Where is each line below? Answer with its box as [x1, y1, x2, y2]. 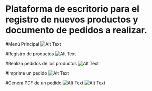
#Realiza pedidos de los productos [5, 60, 77, 66]
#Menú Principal [5, 41, 39, 47]
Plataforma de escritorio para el [5, 3, 139, 15]
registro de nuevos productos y [5, 14, 139, 25]
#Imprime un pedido [5, 70, 47, 76]
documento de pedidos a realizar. [5, 25, 148, 36]
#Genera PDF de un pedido [5, 80, 62, 86]
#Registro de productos [5, 51, 54, 57]
